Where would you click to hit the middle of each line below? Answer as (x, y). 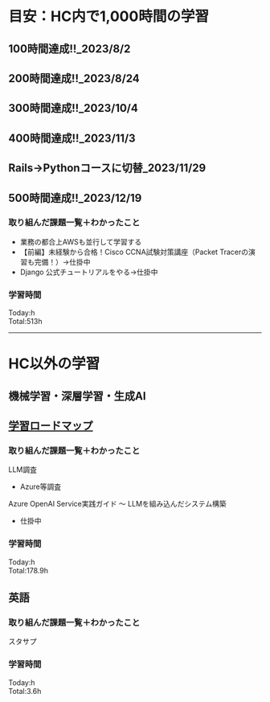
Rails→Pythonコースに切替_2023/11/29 (107, 168)
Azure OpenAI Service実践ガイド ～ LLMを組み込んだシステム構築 (117, 504)
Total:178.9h (28, 570)
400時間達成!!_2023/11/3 (72, 138)
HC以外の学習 (54, 364)
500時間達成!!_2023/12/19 (75, 198)
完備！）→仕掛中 (62, 261)
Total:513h (25, 322)
